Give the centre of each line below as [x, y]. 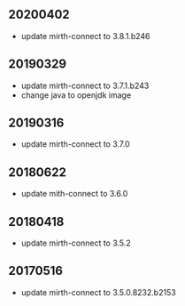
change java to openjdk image [76, 95]
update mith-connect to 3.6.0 [74, 194]
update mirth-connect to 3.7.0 [75, 144]
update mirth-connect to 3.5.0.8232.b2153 [98, 292]
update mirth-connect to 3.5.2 [76, 243]
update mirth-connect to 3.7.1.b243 [85, 85]
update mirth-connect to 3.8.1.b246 [86, 36]
